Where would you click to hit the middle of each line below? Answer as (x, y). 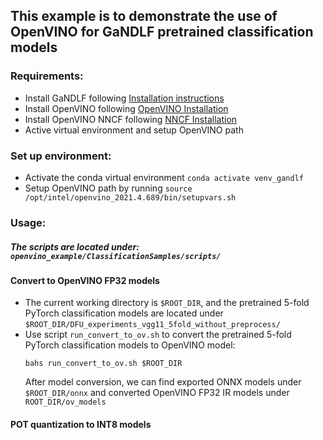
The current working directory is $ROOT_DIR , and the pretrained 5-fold (167, 303)
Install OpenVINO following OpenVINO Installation (126, 108)
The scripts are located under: (75, 246)
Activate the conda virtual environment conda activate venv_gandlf (164, 177)
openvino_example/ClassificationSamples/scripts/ (116, 256)
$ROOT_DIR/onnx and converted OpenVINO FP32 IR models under (157, 393)
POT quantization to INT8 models (81, 425)
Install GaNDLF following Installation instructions (124, 98)
